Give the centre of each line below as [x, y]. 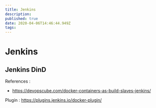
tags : [10, 28]
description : [18, 14]
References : [18, 81]
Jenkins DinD [26, 69]
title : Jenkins [20, 9]
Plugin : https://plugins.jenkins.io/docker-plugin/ [53, 100]
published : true [21, 18]
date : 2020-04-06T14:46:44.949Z [38, 23]
